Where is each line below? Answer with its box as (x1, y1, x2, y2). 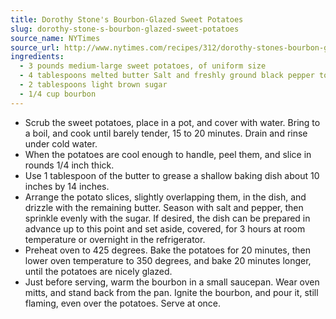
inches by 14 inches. (24, 180, 110, 192)
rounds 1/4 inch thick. (24, 159, 115, 171)
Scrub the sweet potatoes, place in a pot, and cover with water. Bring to (24, 116, 321, 128)
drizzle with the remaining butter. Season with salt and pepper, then (24, 201, 304, 213)
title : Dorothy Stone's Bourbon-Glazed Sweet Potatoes (10, 14, 244, 25)
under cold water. (24, 137, 98, 150)
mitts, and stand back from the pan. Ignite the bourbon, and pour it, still (24, 286, 319, 298)
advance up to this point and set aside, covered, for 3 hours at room (24, 222, 306, 235)
